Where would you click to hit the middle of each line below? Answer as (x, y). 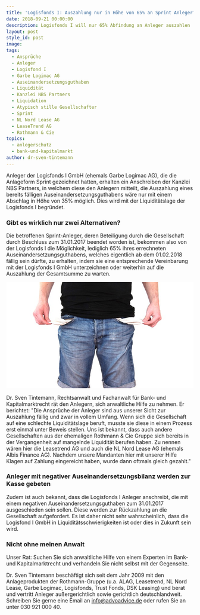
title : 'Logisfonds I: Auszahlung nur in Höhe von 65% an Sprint (89, 13)
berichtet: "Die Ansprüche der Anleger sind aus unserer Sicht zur (86, 410)
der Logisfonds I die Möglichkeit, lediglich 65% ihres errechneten (86, 249)
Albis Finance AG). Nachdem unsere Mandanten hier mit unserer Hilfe (92, 455)
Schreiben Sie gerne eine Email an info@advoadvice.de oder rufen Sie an (96, 601)
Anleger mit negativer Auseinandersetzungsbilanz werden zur (98, 476)
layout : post (22, 32)
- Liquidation (29, 101)
